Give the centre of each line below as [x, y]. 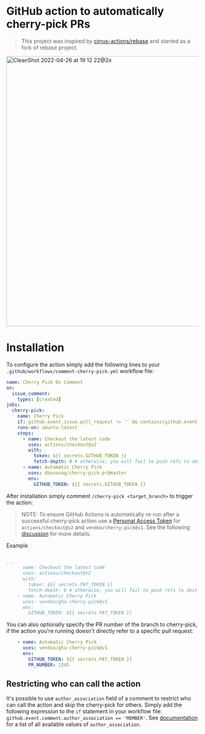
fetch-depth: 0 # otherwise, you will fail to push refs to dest [113, 590]
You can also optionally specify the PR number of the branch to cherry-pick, [102, 625]
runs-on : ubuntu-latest [48, 427]
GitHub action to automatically [85, 11]
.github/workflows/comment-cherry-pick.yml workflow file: [80, 371]
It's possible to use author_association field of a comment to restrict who [99, 699]
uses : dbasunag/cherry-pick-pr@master [77, 473]
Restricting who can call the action [74, 684]
